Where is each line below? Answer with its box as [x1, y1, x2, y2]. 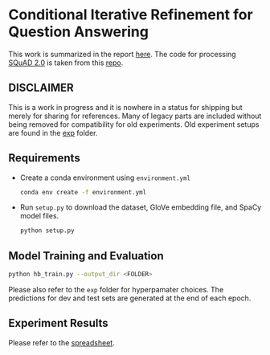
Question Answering [8, 22, 149, 41]
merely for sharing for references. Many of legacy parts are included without [8, 111, 262, 120]
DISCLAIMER [8, 81, 74, 95]
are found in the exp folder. [8, 128, 98, 137]
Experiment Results [8, 316, 108, 330]
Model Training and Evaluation [8, 249, 165, 263]
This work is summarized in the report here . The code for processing [8, 49, 236, 59]
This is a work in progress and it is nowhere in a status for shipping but [8, 102, 243, 112]
